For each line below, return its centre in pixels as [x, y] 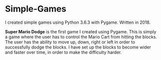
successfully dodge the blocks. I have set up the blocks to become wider [78, 47]
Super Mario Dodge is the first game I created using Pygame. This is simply [81, 31]
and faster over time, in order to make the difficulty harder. [64, 52]
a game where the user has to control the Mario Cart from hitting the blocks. [81, 37]
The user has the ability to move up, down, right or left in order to [70, 42]
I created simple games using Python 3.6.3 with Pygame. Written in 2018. [78, 22]
